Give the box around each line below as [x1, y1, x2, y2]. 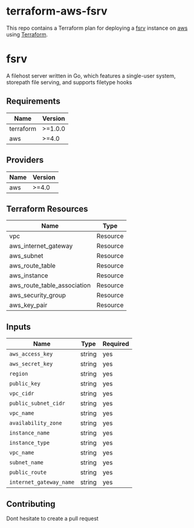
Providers [6, 155, 44, 165]
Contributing [6, 499, 56, 509]
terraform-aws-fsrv [6, 4, 108, 18]
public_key [9, 381, 40, 387]
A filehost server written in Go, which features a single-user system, [6, 72, 176, 80]
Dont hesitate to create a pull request [6, 515, 99, 522]
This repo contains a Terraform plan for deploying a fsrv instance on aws [6, 24, 188, 32]
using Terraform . [6, 30, 48, 38]
